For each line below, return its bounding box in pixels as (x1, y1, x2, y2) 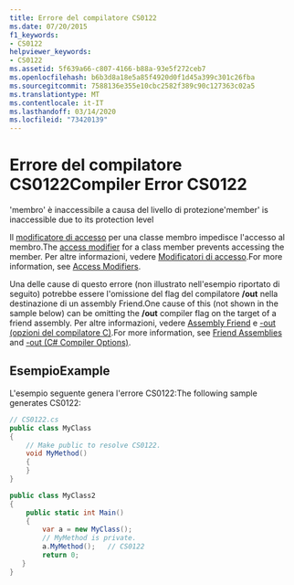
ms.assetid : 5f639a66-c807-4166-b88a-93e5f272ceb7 (9, 65, 206, 74)
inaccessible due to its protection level (9, 214, 154, 225)
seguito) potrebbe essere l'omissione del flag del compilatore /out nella (9, 289, 278, 300)
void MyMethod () (26, 449, 89, 458)
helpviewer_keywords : (9, 48, 92, 57)
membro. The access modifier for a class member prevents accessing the (9, 241, 285, 252)
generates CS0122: (9, 397, 82, 408)
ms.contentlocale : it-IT (9, 98, 104, 108)
